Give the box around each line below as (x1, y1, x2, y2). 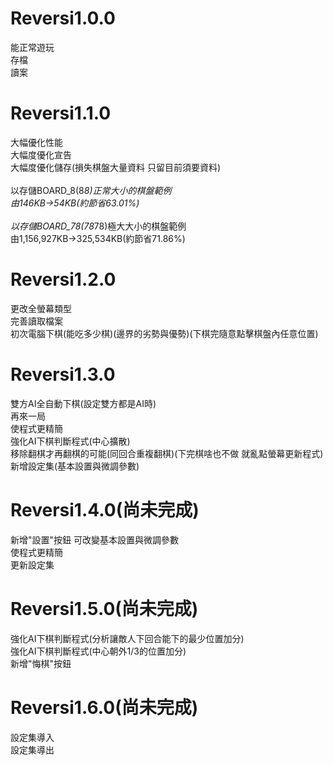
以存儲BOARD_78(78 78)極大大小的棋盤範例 (10, 220, 187, 232)
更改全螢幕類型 (10, 302, 72, 314)
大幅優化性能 (10, 136, 63, 148)
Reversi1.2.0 (10, 268, 117, 291)
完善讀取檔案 (10, 315, 63, 327)
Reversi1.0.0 (10, 7, 116, 30)
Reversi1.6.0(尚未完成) (10, 696, 199, 719)
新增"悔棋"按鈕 (10, 657, 72, 669)
